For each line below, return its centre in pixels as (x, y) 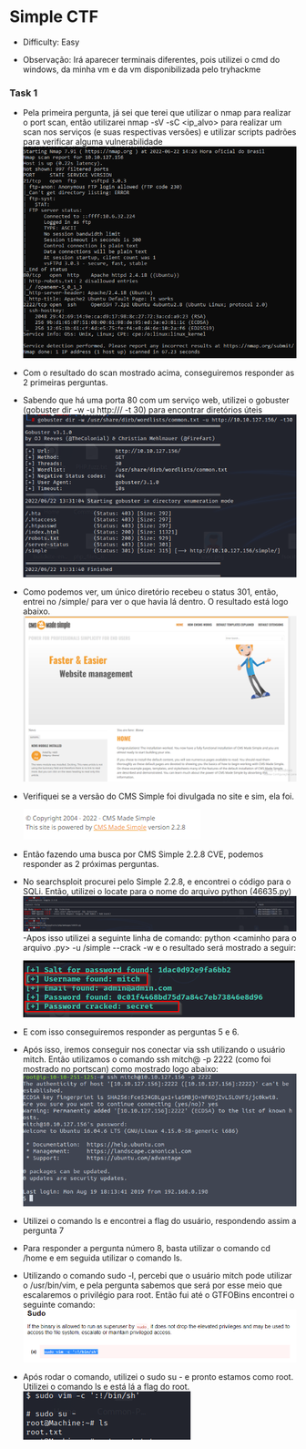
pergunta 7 (43, 1230)
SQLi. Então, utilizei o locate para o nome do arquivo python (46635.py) (157, 892)
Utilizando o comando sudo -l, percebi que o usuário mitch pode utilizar (158, 1275)
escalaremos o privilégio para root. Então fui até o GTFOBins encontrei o (158, 1294)
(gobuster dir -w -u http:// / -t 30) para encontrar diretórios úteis (142, 410)
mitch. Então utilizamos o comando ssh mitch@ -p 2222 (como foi (147, 1059)
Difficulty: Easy (51, 42)
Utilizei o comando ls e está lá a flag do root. (106, 1387)
